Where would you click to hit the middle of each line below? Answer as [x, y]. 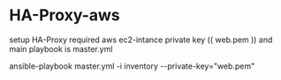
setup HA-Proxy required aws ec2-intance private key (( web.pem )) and [141, 40]
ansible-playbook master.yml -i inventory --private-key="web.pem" [132, 66]
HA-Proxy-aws [65, 15]
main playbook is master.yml [61, 48]
